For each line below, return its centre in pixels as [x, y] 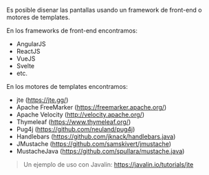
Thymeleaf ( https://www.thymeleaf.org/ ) [74, 122]
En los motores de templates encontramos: [67, 86]
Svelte [25, 66]
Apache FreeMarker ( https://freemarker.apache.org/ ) [91, 107]
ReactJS [28, 51]
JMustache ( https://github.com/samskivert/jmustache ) [94, 144]
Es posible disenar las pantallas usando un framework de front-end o [104, 10]
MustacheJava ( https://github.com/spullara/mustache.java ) [100, 151]
